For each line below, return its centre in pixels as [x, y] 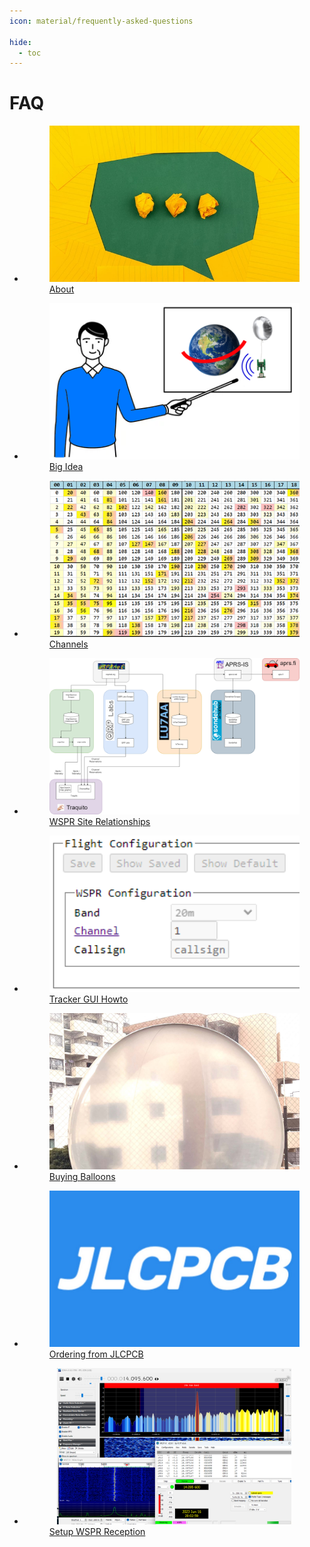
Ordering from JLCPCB [96, 1354]
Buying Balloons [82, 1177]
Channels [68, 644]
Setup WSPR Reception [97, 1532]
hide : [20, 42]
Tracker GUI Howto [88, 999]
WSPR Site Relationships [99, 822]
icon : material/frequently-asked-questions [101, 21]
